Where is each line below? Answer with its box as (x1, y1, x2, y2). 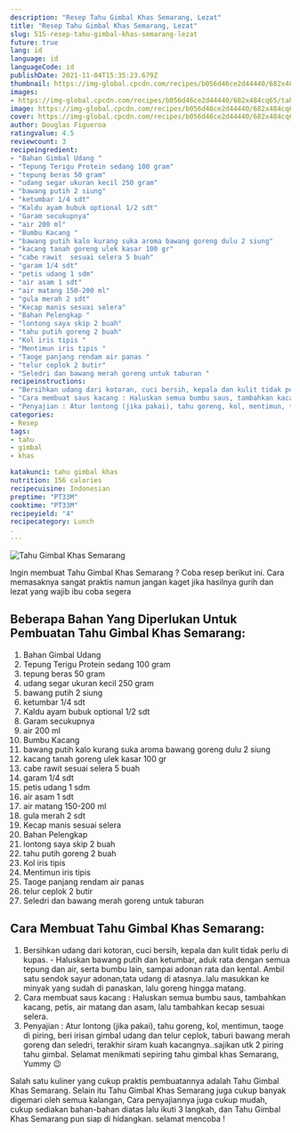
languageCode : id (10, 63, 75, 72)
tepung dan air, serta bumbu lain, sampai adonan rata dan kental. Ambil (22, 963, 285, 975)
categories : (10, 410, 54, 419)
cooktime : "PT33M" (10, 500, 78, 510)
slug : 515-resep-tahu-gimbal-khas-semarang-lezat (10, 29, 199, 38)
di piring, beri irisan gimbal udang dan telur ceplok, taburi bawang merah (22, 1030, 290, 1040)
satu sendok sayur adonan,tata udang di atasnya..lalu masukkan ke (22, 973, 270, 983)
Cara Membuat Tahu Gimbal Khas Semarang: (10, 921, 265, 936)
